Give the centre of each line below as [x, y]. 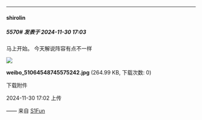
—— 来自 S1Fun [26, 110]
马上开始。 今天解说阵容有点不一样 [49, 48]
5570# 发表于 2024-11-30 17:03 [46, 32]
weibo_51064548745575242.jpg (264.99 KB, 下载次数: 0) [79, 72]
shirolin [16, 17]
